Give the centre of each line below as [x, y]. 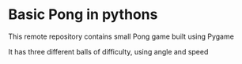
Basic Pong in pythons [83, 15]
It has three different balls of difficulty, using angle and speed [108, 51]
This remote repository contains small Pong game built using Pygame [121, 36]
